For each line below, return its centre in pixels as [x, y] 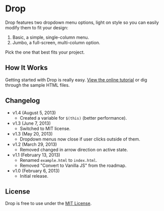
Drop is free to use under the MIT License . [48, 204]
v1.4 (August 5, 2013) [34, 113]
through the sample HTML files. [38, 85]
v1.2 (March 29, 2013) [35, 144]
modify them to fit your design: [37, 27]
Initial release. [34, 176]
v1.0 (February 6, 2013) [36, 171]
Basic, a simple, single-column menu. [51, 37]
